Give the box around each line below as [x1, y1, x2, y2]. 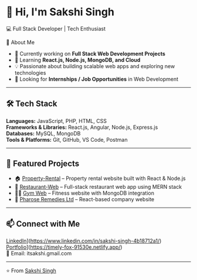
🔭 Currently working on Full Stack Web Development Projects [14, 50, 166, 57]
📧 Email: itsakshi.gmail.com [6, 250, 72, 257]
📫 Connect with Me [6, 219, 80, 229]
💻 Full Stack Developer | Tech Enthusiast [6, 25, 106, 32]
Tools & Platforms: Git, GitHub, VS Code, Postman [6, 136, 128, 143]
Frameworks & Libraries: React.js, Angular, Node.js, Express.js [6, 124, 158, 131]
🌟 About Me [6, 38, 35, 46]
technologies [14, 69, 46, 76]
